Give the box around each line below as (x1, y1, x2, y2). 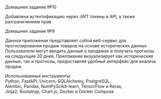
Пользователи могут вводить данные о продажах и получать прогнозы (5, 48, 155, 54)
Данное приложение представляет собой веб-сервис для (5, 38, 126, 43)
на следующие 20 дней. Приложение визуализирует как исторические (5, 53, 154, 59)
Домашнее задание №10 (5, 4, 57, 10)
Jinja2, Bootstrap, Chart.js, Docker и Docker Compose (5, 89, 114, 94)
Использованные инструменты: (5, 73, 72, 79)
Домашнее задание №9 (5, 28, 55, 34)
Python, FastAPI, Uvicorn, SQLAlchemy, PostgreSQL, (5, 78, 111, 84)
